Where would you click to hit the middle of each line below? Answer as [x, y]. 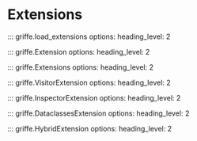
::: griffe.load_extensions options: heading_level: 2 [89, 36]
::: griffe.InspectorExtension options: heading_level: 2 [94, 97]
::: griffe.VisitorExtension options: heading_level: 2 [89, 82]
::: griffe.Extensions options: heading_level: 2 [81, 67]
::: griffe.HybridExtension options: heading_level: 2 [89, 128]
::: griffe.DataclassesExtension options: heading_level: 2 [98, 113]
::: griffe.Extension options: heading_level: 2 [79, 51]
